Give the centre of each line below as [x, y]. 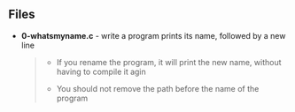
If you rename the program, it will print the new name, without [169, 62]
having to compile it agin [101, 71]
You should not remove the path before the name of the [158, 88]
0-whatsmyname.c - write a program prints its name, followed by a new [153, 35]
